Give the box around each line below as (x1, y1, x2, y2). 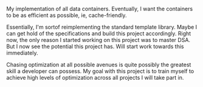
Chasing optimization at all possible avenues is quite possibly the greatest (6, 61, 191, 68)
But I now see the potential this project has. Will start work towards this (6, 43, 184, 50)
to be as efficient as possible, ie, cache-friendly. (6, 12, 127, 19)
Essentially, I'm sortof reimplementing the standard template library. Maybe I (6, 24, 198, 30)
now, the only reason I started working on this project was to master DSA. (6, 37, 190, 43)
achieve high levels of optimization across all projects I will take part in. (6, 74, 184, 81)
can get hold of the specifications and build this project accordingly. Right (6, 30, 191, 37)
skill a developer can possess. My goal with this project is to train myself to (6, 68, 194, 75)
